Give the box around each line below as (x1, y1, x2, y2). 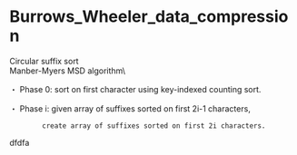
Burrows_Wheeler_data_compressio (9, 6, 289, 27)
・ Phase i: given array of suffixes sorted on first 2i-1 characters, (9, 102, 252, 114)
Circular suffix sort (9, 55, 79, 66)
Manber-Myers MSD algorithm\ (9, 65, 125, 76)
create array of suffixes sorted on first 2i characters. (42, 121, 266, 131)
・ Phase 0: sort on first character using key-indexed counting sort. (9, 83, 262, 94)
